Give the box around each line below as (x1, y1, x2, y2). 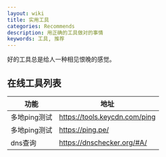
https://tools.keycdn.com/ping (58, 112, 156, 121)
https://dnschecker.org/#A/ (58, 138, 147, 147)
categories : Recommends (7, 23, 75, 29)
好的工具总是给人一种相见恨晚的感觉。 (7, 56, 115, 64)
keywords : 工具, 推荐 (7, 36, 65, 43)
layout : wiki (7, 10, 45, 17)
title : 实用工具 (7, 16, 49, 23)
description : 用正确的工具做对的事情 (7, 29, 104, 36)
